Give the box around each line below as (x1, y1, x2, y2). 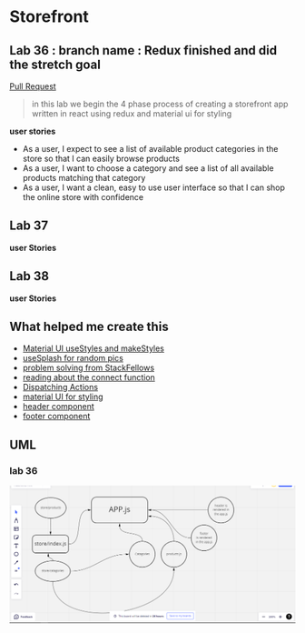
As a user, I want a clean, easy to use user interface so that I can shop (22, 182, 286, 193)
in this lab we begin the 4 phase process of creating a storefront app (31, 98, 289, 109)
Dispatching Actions (22, 382, 98, 393)
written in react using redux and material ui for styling (31, 108, 232, 119)
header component (22, 401, 95, 412)
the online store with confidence (22, 192, 143, 202)
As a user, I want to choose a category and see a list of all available (22, 163, 274, 174)
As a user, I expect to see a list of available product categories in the (22, 144, 279, 154)
